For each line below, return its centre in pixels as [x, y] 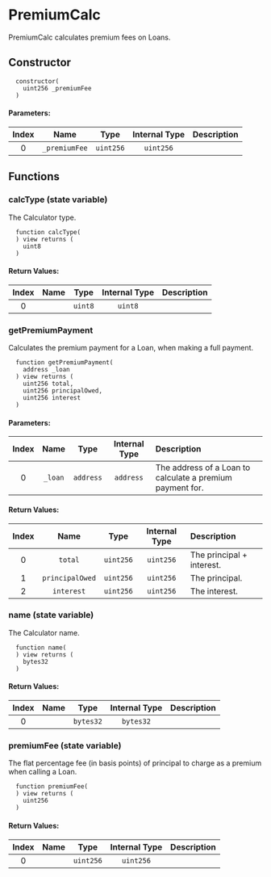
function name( [41, 648]
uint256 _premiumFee [57, 88]
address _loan [46, 370]
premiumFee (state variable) [65, 745]
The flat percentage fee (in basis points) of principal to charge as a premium [135, 763]
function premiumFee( [52, 787]
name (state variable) [51, 615]
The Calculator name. [44, 632]
